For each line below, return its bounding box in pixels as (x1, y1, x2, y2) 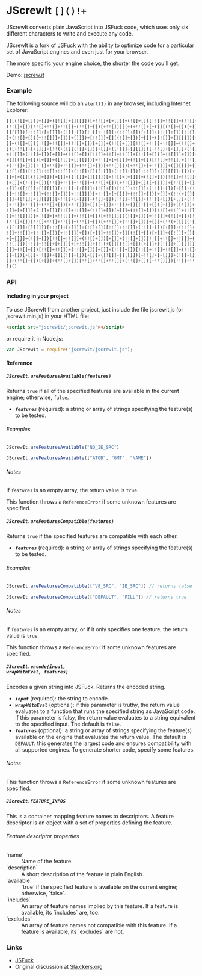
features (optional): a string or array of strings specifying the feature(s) (14, 726, 192, 734)
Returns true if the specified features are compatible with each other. (6, 533, 179, 540)
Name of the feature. (21, 857, 73, 865)
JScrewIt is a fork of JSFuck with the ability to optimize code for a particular (6, 42, 194, 49)
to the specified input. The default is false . (14, 720, 121, 727)
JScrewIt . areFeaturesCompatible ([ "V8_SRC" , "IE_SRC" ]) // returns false (6, 583, 192, 589)
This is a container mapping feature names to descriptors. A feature (6, 812, 174, 820)
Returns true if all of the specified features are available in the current (6, 388, 179, 395)
